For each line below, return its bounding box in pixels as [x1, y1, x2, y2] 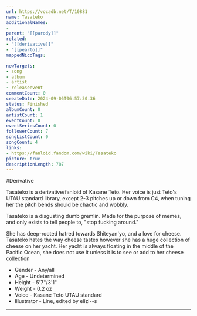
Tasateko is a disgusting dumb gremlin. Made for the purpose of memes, [6, 213, 182, 220]
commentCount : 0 [6, 90, 46, 96]
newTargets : [6, 63, 35, 69]
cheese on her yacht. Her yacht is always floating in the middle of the [6, 243, 174, 250]
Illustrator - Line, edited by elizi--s [14, 298, 97, 305]
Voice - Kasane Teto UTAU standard [14, 291, 102, 298]
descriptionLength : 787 [6, 161, 64, 167]
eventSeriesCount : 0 [6, 123, 57, 129]
